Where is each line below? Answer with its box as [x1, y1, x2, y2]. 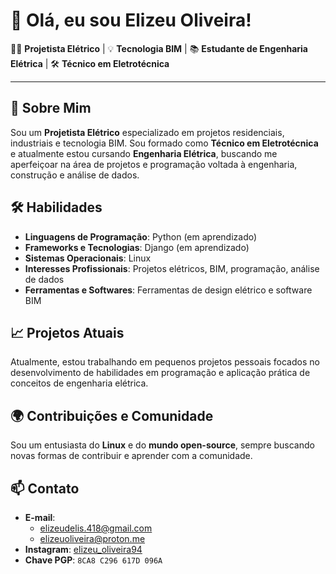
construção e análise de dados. [10, 169, 140, 181]
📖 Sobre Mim [10, 100, 92, 117]
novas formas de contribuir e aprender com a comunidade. [10, 450, 253, 462]
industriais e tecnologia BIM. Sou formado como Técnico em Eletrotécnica [10, 137, 319, 149]
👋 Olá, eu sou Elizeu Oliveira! [10, 9, 252, 32]
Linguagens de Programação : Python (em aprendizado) [24, 230, 258, 243]
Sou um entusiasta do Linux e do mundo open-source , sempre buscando [10, 439, 315, 451]
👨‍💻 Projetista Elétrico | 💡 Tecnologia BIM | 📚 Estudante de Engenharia [10, 42, 308, 54]
